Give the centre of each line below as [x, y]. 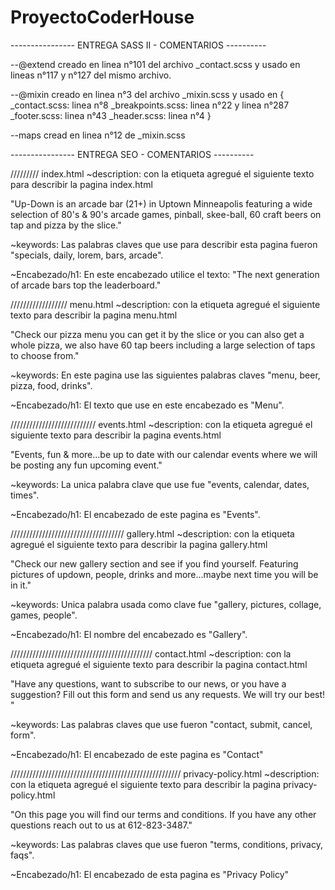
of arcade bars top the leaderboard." [86, 285]
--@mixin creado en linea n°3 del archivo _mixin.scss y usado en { [147, 94]
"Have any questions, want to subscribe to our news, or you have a [148, 683]
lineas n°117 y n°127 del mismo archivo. [91, 75]
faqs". [22, 855]
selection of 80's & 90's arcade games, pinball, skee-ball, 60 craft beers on [166, 214]
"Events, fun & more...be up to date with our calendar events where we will [164, 454]
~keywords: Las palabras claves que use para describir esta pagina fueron [164, 244]
